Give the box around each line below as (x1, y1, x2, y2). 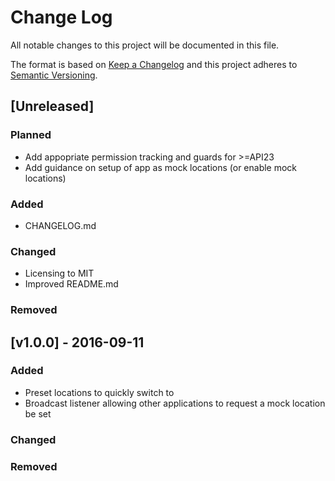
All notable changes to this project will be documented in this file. (10, 39, 280, 51)
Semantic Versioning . (10, 69, 98, 81)
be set (24, 407, 52, 420)
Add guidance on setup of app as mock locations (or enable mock (24, 161, 298, 173)
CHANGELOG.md (24, 219, 97, 231)
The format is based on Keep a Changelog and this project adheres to (10, 58, 298, 70)
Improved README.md (24, 278, 119, 290)
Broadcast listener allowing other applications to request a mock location (24, 397, 326, 409)
